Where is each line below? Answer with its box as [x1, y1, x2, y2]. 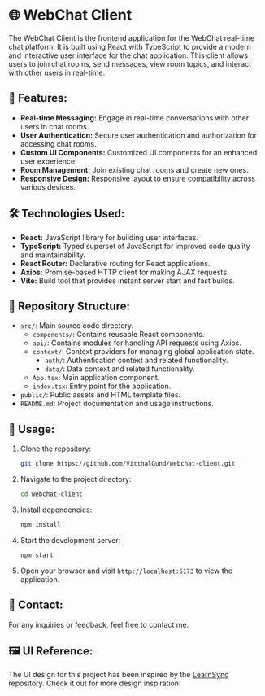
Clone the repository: [20, 444, 92, 453]
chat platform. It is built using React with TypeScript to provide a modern [8, 42, 252, 51]
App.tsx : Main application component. [32, 373, 160, 383]
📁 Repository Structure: [8, 299, 130, 313]
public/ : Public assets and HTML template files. [20, 390, 181, 400]
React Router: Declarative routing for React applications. [20, 258, 211, 268]
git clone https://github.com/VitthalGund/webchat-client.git [20, 460, 236, 468]
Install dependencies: [20, 505, 93, 514]
